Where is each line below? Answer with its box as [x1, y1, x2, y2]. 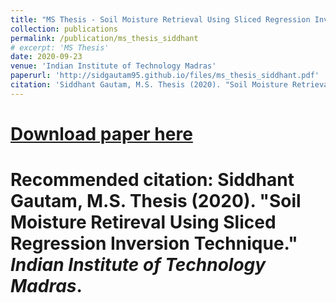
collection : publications [10, 24, 118, 34]
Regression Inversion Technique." [10, 232, 298, 255]
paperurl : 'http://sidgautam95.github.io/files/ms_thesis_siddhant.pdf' [10, 71, 320, 81]
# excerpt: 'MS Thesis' [10, 42, 110, 53]
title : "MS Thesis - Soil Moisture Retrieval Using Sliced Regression [10, 14, 311, 25]
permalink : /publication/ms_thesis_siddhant [10, 33, 199, 43]
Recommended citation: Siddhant [10, 169, 295, 191]
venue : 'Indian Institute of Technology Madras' [10, 61, 217, 71]
